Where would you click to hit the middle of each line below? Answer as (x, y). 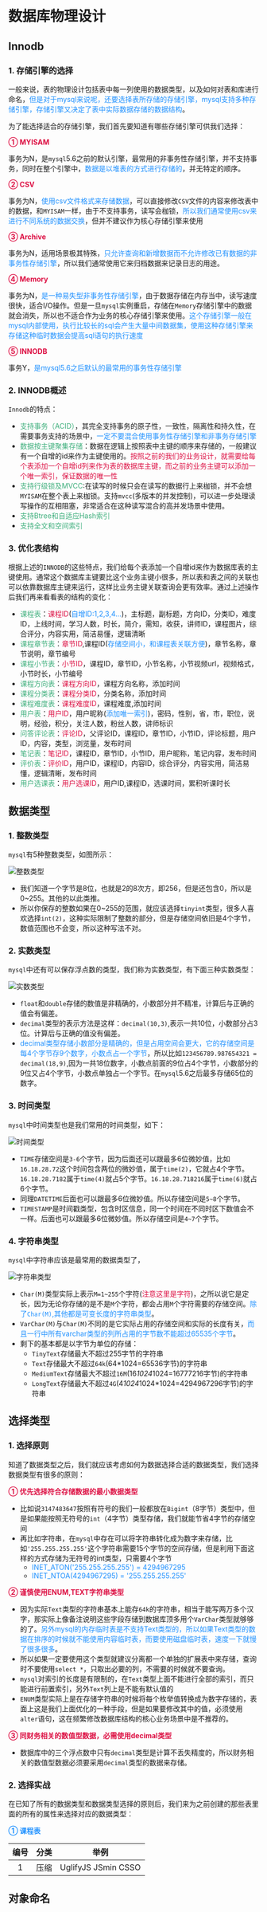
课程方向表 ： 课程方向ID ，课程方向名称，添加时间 (100, 684)
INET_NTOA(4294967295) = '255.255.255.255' (109, 1576)
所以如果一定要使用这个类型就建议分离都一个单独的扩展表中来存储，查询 (138, 1659)
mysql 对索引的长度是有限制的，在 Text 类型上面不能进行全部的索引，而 (133, 1678)
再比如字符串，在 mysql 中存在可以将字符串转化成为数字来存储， (123, 1538)
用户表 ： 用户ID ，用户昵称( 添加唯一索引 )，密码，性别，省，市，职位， (133, 713)
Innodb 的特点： (33, 409)
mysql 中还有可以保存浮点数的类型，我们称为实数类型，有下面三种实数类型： (132, 970)
